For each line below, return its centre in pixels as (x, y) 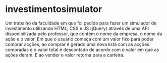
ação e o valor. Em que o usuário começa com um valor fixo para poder (79, 39)
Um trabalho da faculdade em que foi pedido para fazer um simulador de (81, 23)
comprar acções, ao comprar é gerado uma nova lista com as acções (77, 44)
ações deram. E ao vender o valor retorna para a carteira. (65, 55)
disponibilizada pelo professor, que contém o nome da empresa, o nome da (84, 33)
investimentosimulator (54, 9)
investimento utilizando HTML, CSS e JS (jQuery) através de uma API (77, 28)
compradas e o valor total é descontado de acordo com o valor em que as (82, 49)
